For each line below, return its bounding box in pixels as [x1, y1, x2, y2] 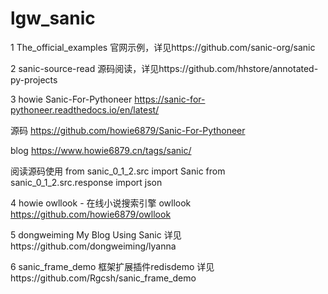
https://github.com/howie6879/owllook [10, 208, 172, 220]
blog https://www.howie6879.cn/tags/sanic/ [10, 144, 192, 156]
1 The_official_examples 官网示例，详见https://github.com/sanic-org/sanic [10, 41, 316, 53]
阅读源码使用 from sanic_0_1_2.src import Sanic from [10, 165, 226, 177]
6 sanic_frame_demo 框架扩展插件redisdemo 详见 [10, 260, 215, 272]
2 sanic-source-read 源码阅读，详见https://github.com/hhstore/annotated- [10, 62, 319, 74]
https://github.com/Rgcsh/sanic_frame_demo [10, 272, 197, 284]
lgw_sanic [10, 7, 96, 30]
